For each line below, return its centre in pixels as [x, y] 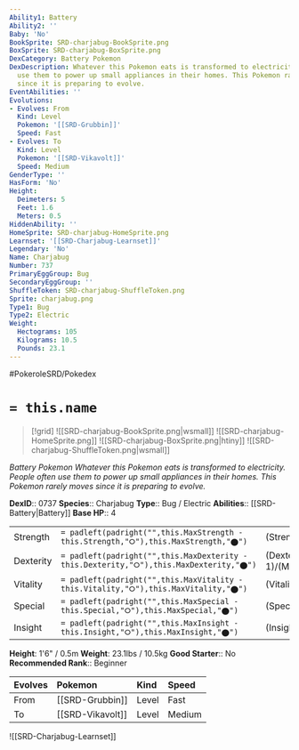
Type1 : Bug [29, 307]
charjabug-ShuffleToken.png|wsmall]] [101, 449]
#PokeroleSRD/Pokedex [53, 374]
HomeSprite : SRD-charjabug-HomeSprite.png [89, 232]
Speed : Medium [43, 166]
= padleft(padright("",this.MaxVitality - [152, 580]
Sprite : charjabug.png [51, 299]
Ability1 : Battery [43, 17]
